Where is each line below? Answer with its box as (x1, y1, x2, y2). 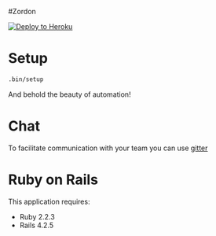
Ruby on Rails (8, 171, 99, 188)
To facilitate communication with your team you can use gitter (8, 143, 208, 153)
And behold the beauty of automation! (8, 90, 131, 99)
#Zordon (8, 7, 37, 16)
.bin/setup (8, 75, 44, 83)
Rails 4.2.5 (19, 220, 53, 230)
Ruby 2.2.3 (19, 212, 55, 221)
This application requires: (8, 197, 90, 206)
